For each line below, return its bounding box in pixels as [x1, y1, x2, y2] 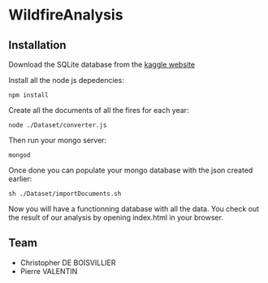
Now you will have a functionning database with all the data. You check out [8, 204, 260, 213]
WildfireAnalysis [8, 6, 123, 24]
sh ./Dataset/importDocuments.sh [8, 189, 122, 198]
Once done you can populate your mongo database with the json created [8, 165, 253, 175]
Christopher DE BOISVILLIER [19, 258, 116, 268]
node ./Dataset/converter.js [8, 121, 107, 129]
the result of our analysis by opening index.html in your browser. [8, 213, 223, 222]
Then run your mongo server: [8, 136, 107, 145]
